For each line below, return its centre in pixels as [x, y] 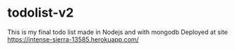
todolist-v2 [41, 13]
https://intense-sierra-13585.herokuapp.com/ [73, 39]
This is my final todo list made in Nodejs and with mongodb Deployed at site [117, 32]
